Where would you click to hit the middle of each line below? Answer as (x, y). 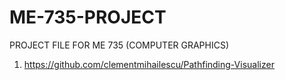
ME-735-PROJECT (88, 17)
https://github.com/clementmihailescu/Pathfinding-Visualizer (149, 64)
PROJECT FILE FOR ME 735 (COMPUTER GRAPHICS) (119, 45)
